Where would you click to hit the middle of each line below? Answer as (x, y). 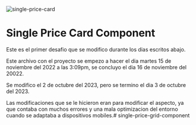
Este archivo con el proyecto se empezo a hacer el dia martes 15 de (89, 61)
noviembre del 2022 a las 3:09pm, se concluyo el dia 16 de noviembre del (97, 67)
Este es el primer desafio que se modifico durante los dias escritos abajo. (96, 49)
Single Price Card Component (81, 33)
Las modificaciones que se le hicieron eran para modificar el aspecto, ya (95, 102)
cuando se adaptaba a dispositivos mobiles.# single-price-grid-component (98, 115)
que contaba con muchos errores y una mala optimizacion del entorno (92, 109)
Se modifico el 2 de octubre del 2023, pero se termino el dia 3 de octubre (96, 85)
